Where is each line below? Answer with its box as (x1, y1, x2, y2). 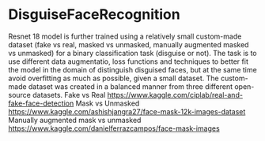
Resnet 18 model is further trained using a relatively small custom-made (8, 32, 242, 41)
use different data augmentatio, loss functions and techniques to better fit (8, 57, 249, 66)
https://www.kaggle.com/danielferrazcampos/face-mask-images (8, 124, 220, 133)
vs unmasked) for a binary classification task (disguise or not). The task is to (8, 48, 257, 58)
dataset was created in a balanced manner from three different (28, 81, 233, 91)
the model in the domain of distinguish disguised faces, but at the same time (8, 65, 257, 74)
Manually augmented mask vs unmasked (8, 115, 142, 124)
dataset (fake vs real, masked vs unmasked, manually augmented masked (8, 39, 249, 49)
